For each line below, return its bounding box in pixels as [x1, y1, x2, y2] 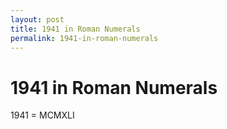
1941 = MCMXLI [10, 109, 75, 121]
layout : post [10, 14, 65, 25]
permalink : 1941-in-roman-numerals [10, 33, 159, 43]
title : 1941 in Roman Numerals [10, 24, 141, 34]
